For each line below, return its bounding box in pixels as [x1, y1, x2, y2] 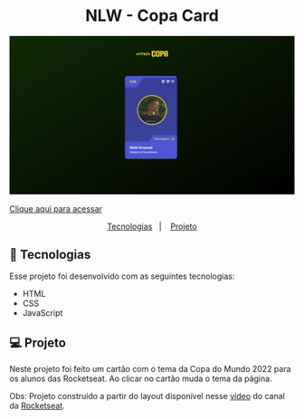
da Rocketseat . [9, 400, 65, 412]
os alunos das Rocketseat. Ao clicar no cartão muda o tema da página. [9, 373, 273, 385]
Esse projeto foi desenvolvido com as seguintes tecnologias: [9, 271, 235, 281]
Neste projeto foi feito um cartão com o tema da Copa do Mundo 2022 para [9, 364, 291, 375]
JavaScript [22, 308, 63, 319]
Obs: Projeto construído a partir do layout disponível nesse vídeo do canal [9, 391, 285, 402]
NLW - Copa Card [85, 5, 219, 26]
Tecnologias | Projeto [107, 221, 197, 232]
